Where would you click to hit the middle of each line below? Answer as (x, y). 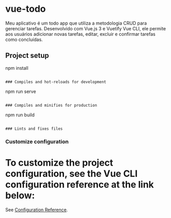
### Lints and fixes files (34, 129)
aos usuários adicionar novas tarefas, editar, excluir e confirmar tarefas (80, 34)
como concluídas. (24, 39)
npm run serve (21, 91)
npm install (17, 68)
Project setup (27, 56)
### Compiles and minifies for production (51, 105)
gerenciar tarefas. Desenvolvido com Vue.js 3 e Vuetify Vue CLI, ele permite (86, 28)
